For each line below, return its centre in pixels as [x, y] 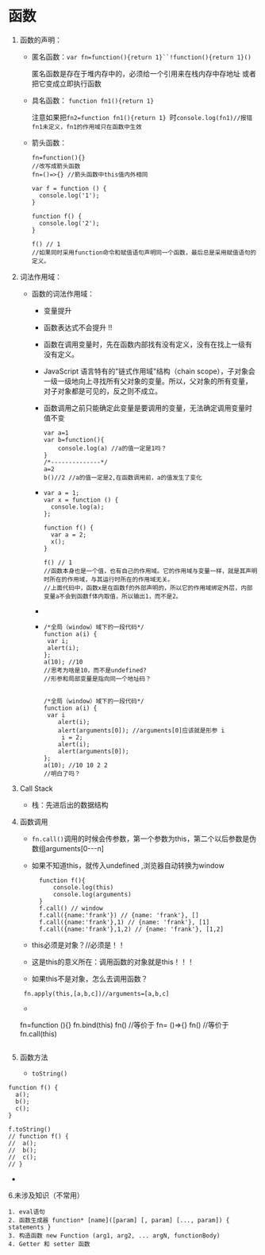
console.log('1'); [69, 196]
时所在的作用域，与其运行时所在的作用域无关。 [108, 579]
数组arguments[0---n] [68, 848]
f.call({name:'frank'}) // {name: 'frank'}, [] [119, 915]
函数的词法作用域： [63, 293]
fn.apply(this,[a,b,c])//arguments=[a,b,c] [96, 994]
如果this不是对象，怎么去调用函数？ [90, 978]
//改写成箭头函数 [56, 166]
